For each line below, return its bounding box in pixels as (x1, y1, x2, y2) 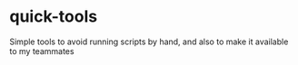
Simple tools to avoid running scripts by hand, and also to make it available (9, 36, 289, 47)
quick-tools (9, 6, 98, 27)
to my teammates (9, 45, 74, 56)
